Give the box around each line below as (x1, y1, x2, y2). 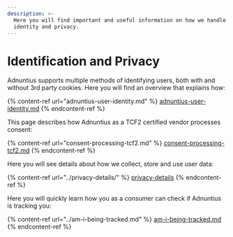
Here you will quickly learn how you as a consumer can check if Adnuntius (7, 194, 222, 203)
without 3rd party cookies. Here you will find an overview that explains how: (7, 84, 225, 92)
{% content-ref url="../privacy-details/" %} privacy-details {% (7, 174, 185, 182)
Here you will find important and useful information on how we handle (13, 17, 227, 24)
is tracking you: (7, 201, 52, 210)
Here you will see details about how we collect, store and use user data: (7, 160, 214, 168)
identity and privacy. (13, 23, 80, 30)
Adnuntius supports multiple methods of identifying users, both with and (7, 76, 216, 84)
